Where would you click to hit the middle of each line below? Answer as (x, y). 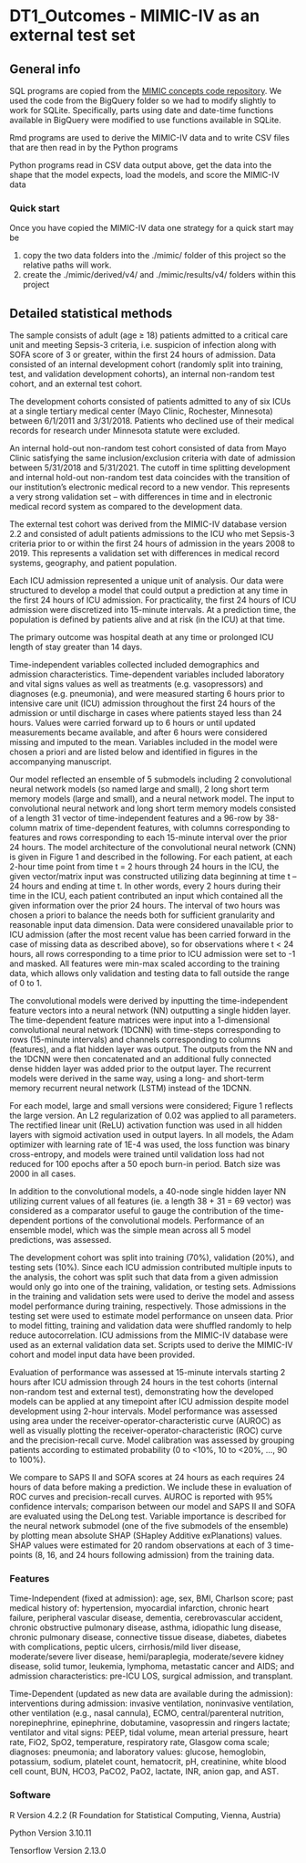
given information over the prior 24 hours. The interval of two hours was (145, 906)
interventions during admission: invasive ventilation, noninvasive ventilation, (152, 1703)
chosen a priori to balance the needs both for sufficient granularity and (143, 915)
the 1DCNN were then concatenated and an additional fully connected (140, 1059)
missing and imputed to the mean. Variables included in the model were (143, 742)
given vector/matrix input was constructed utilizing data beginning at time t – (153, 877)
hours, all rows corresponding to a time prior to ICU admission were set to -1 (153, 954)
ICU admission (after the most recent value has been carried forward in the (150, 935)
